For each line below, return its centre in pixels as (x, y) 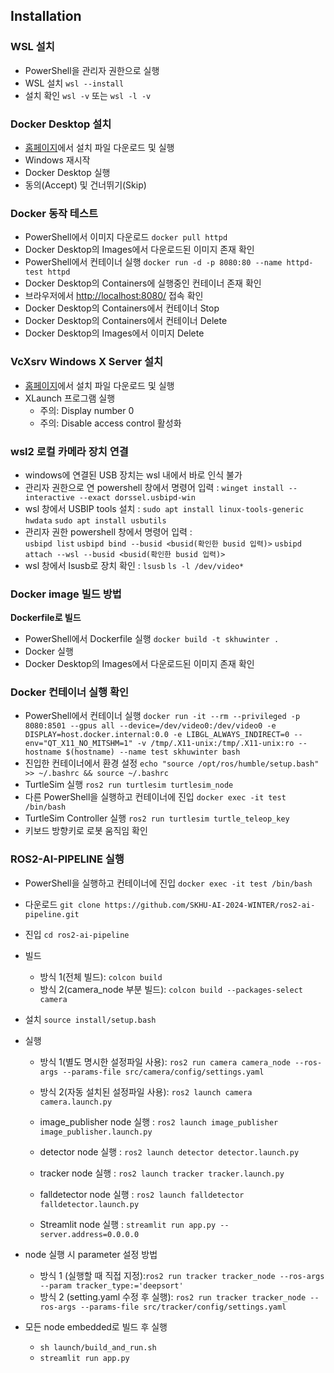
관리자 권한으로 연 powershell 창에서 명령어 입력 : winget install (154, 487)
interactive (49, 497)
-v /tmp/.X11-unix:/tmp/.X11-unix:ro (215, 744)
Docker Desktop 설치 (61, 124)
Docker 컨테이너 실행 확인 (70, 692)
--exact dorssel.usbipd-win (137, 497)
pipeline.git (52, 914)
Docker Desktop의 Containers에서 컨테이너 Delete (126, 321)
